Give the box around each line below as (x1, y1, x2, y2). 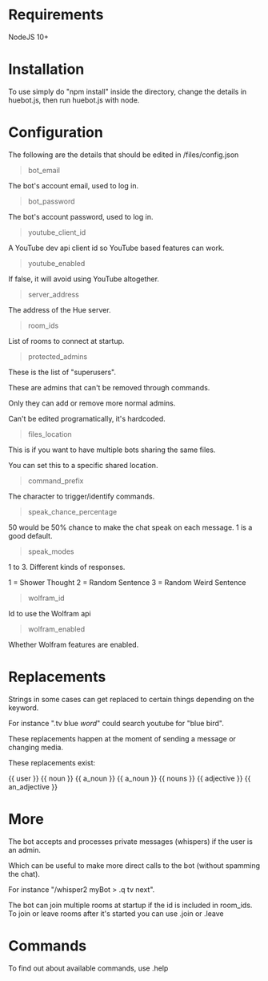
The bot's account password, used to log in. (8, 212, 154, 221)
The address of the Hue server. (8, 305, 111, 314)
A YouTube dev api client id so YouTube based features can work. (8, 243, 225, 252)
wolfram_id (27, 593, 66, 603)
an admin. (8, 845, 42, 854)
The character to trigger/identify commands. (8, 491, 155, 501)
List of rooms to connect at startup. (8, 336, 125, 345)
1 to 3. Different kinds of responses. (8, 562, 126, 571)
